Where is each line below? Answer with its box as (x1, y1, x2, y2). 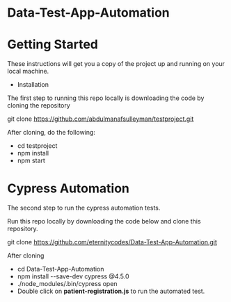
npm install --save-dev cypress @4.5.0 (17, 272, 129, 280)
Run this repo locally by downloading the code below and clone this (7, 217, 201, 226)
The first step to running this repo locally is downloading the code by (7, 94, 205, 102)
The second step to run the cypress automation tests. (7, 203, 161, 212)
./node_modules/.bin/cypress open (17, 280, 118, 288)
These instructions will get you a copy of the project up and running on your (7, 60, 225, 68)
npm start (17, 156, 45, 165)
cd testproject (17, 142, 58, 150)
